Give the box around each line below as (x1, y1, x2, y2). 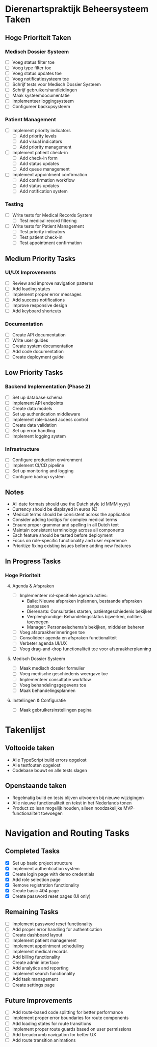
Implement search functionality (12, 971, 75, 977)
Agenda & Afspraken (12, 583, 54, 589)
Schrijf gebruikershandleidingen (12, 87, 77, 93)
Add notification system (19, 188, 68, 194)
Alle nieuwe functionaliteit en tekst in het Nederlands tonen (12, 799, 132, 806)
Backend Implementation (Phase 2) (5, 383, 91, 390)
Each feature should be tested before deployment (12, 532, 113, 538)
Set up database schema (12, 394, 63, 400)
